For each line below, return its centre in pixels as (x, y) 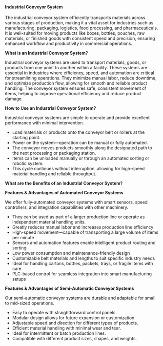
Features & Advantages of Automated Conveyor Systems (64, 193)
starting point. (26, 138)
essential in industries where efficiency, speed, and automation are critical (80, 73)
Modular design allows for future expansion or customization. (74, 318)
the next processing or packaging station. (54, 153)
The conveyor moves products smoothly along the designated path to (82, 148)
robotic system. (28, 163)
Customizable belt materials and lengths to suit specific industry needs (83, 258)
